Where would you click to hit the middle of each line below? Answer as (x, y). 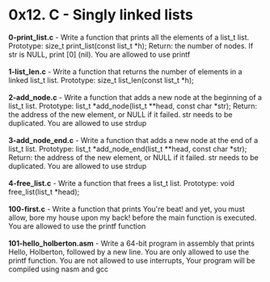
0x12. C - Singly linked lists (101, 15)
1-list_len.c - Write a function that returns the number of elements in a (125, 71)
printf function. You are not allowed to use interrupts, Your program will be (132, 260)
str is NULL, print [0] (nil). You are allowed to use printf (99, 54)
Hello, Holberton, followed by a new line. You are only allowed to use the (129, 251)
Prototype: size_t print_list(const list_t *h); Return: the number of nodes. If (131, 45)
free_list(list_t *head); (44, 192)
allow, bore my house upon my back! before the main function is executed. (133, 217)
